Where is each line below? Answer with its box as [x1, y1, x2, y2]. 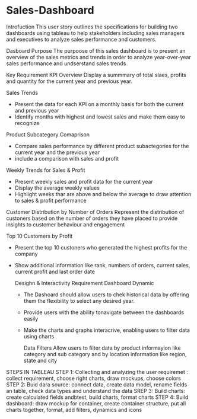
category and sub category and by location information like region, [23, 350, 187, 357]
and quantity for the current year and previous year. [6, 78, 132, 85]
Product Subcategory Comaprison [6, 131, 90, 138]
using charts [23, 332, 55, 340]
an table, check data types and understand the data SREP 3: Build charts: [6, 387, 186, 394]
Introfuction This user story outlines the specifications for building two [6, 23, 178, 30]
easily [23, 315, 39, 322]
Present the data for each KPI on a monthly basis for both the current [14, 100, 184, 107]
